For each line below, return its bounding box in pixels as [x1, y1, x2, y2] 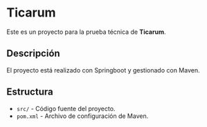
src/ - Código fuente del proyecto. [16, 104, 116, 113]
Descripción [6, 48, 60, 59]
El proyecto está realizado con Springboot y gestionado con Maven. [6, 66, 200, 74]
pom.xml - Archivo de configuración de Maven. [16, 112, 149, 120]
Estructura [6, 86, 53, 98]
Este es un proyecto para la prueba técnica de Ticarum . [6, 28, 166, 36]
